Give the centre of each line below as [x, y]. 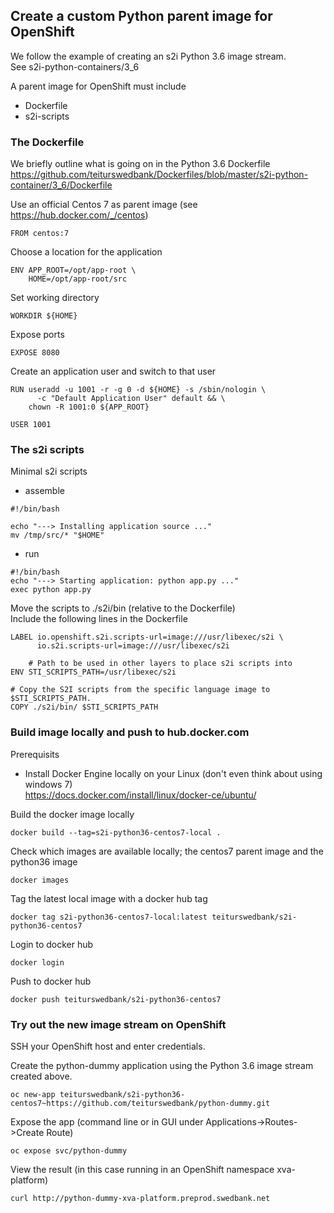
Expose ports [37, 335]
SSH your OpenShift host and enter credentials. [108, 1046]
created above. [41, 1076]
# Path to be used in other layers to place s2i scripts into [160, 664]
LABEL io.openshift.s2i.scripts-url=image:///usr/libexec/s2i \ [147, 637]
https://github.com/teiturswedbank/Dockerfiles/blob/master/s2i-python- [159, 175]
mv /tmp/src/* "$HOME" [57, 535]
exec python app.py [51, 590]
